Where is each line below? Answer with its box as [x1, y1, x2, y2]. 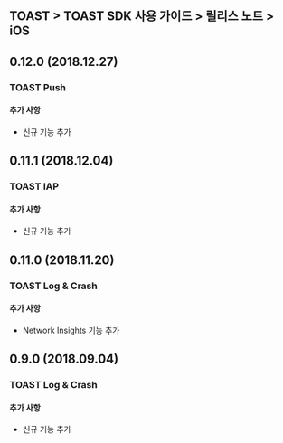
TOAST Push [9, 80, 66, 93]
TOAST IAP [9, 180, 60, 193]
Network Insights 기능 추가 [22, 325, 120, 335]
